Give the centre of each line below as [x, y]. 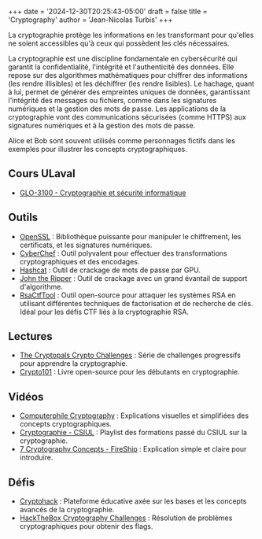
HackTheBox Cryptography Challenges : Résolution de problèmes [126, 518]
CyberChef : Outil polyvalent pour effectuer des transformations [123, 253]
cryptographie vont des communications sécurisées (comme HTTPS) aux [127, 117]
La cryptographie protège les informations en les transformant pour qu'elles [131, 35]
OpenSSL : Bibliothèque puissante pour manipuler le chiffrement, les [130, 236]
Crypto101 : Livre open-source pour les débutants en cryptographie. [129, 372]
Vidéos [26, 397]
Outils [23, 218]
